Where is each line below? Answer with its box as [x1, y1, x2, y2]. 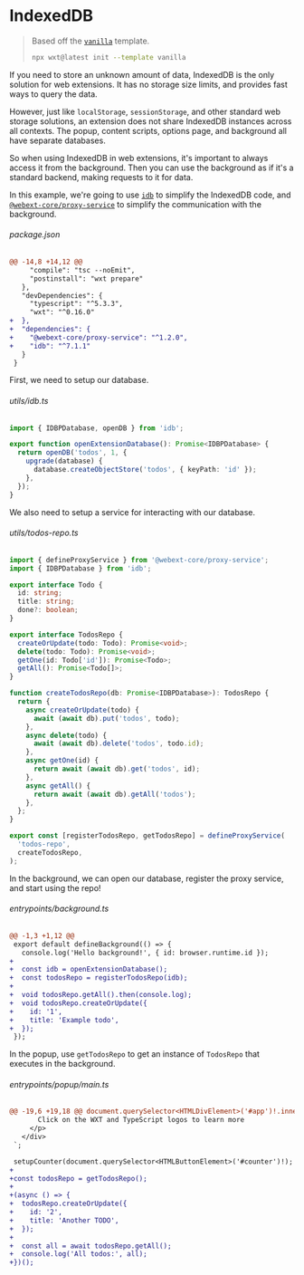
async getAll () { [25, 781, 91, 791]
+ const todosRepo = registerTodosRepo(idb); [9, 973, 188, 983]
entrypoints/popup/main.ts [9, 1078, 109, 1089]
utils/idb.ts [9, 395, 49, 406]
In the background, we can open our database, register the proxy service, [9, 873, 284, 884]
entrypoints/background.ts [9, 903, 109, 915]
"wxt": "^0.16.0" [29, 308, 95, 317]
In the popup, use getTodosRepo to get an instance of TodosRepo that [9, 1049, 261, 1059]
